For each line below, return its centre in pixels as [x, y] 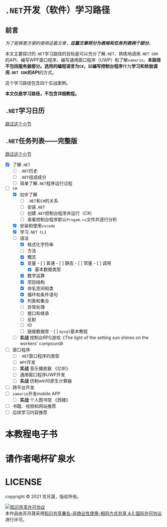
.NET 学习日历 [25, 111]
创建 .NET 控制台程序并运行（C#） [61, 213]
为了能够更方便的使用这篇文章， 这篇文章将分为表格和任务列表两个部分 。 [79, 43]
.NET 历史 [29, 171]
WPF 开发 [28, 362]
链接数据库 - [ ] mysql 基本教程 [57, 332]
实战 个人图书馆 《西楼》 [45, 400]
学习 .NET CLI [33, 232]
